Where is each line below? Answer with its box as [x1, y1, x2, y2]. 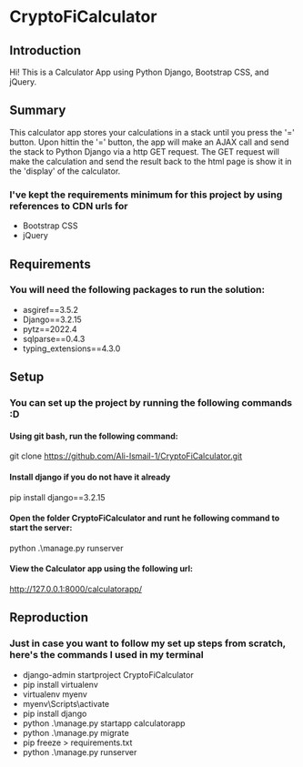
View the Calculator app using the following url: [9, 563, 194, 574]
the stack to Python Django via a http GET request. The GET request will [9, 146, 280, 156]
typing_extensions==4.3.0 [22, 343, 121, 354]
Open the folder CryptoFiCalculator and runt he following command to [9, 512, 280, 524]
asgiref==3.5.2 [22, 304, 79, 315]
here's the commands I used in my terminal [9, 649, 204, 661]
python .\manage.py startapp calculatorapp [22, 717, 186, 729]
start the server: [9, 522, 73, 533]
